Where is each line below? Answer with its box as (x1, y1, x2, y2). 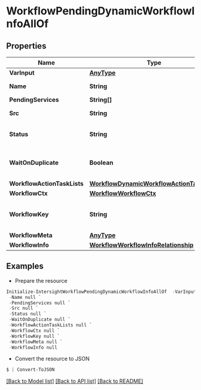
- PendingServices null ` (8, 300, 71, 306)
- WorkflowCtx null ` (8, 328, 60, 334)
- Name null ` (8, 294, 42, 300)
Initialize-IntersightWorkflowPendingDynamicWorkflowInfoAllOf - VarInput (6, 289, 197, 295)
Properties (6, 41, 47, 51)
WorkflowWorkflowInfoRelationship (89, 241, 194, 249)
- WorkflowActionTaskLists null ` (8, 322, 93, 328)
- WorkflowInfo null (8, 344, 58, 350)
